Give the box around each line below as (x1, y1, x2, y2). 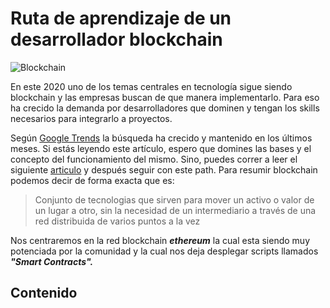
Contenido (10, 285, 78, 302)
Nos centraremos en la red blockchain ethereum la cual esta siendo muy (10, 234, 310, 246)
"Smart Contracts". (10, 255, 94, 267)
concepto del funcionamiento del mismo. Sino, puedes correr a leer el (10, 153, 298, 165)
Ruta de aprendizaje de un (10, 7, 232, 30)
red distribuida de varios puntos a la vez (34, 215, 201, 227)
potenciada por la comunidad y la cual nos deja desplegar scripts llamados (10, 245, 319, 257)
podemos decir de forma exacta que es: (10, 174, 175, 186)
